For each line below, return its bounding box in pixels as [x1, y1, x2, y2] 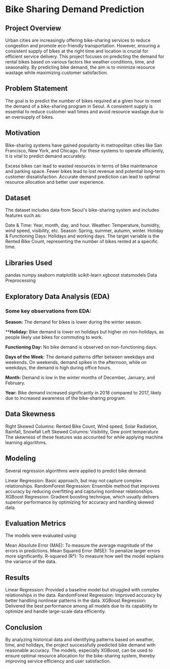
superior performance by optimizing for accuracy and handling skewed [5, 499, 154, 505]
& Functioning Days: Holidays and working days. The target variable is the [5, 233, 160, 239]
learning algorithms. [5, 439, 47, 445]
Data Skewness [5, 410, 55, 418]
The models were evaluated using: [5, 532, 78, 539]
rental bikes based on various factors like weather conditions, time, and [5, 59, 155, 64]
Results [5, 573, 30, 582]
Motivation [5, 128, 41, 138]
